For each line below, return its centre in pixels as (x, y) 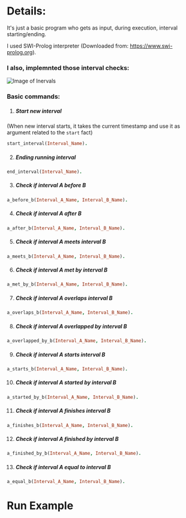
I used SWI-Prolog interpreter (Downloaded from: (68, 46)
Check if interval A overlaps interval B (64, 298)
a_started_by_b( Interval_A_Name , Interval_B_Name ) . (73, 397)
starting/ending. (27, 34)
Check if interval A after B (48, 214)
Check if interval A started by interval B (66, 382)
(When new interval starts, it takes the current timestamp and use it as (94, 126)
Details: (26, 11)
